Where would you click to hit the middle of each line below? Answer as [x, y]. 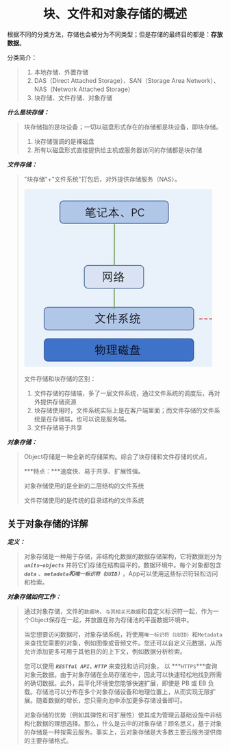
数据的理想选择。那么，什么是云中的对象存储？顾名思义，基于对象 [129, 723]
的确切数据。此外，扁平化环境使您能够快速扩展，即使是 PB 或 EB [115, 683]
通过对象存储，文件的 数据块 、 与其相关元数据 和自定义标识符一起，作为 [118, 611]
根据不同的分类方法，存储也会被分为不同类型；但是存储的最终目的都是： [109, 34]
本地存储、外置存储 [61, 72]
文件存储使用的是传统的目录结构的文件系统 [84, 500]
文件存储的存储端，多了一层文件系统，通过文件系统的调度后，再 [124, 393]
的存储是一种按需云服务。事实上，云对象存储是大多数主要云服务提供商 [123, 732]
